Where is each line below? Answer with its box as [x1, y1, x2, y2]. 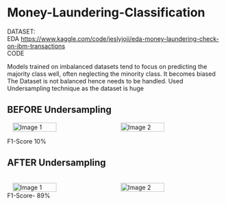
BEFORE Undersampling [7, 104, 112, 115]
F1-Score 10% [7, 137, 47, 145]
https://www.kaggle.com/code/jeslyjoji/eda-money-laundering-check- [20, 34, 219, 42]
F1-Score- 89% [7, 191, 51, 200]
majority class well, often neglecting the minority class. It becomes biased [7, 70, 216, 78]
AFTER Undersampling [7, 157, 106, 169]
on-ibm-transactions [7, 42, 66, 50]
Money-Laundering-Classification [7, 5, 205, 20]
